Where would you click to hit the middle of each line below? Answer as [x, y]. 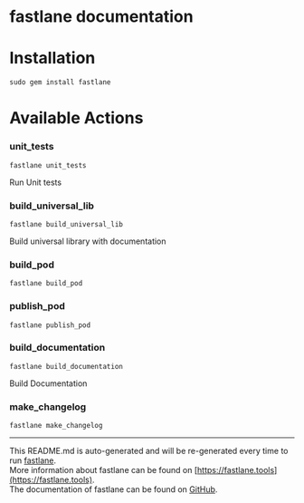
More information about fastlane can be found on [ [104, 470]
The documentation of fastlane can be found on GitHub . [114, 489]
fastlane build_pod [46, 284]
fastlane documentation [101, 17]
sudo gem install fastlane [60, 82]
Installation [52, 58]
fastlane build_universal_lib [66, 224]
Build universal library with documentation [88, 241]
